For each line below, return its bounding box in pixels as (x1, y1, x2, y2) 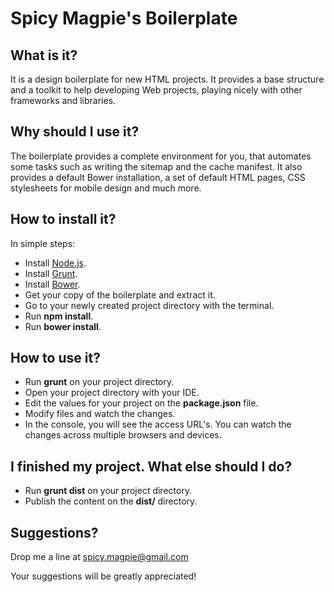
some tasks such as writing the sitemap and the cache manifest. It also (10, 160, 303, 172)
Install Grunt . (24, 267, 78, 279)
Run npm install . (24, 310, 94, 322)
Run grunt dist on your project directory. (24, 485, 193, 497)
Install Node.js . (24, 257, 87, 269)
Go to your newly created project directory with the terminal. (24, 299, 275, 311)
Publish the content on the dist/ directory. (24, 495, 198, 507)
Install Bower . (24, 278, 81, 290)
